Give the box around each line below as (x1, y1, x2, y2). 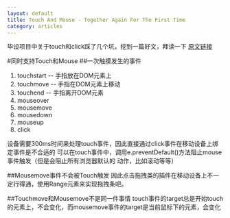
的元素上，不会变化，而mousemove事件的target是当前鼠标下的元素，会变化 (7, 203, 221, 211)
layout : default (7, 10, 54, 17)
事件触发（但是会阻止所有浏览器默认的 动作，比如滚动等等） (7, 157, 177, 165)
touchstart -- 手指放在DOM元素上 (16, 71, 112, 80)
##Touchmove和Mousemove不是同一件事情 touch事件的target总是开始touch (7, 195, 224, 203)
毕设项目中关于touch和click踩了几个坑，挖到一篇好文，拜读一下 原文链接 (7, 43, 213, 51)
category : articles (7, 23, 63, 29)
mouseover (16, 97, 49, 105)
